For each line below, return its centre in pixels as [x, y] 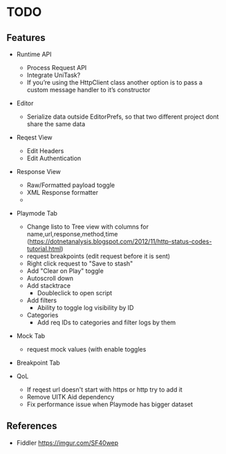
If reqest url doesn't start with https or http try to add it [104, 390]
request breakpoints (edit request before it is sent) [98, 256]
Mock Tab [31, 336]
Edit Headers [45, 151]
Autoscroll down [50, 278]
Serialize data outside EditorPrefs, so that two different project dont [123, 116]
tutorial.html [44, 249]
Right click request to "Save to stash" [80, 263]
